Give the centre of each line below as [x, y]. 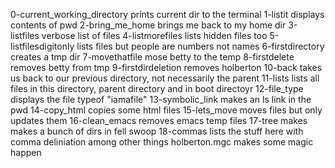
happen [26, 152]
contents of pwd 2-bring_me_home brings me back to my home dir [148, 25]
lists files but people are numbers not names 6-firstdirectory [200, 46]
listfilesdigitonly [42, 46]
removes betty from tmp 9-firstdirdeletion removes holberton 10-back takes [166, 67]
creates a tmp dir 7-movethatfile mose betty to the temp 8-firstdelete [152, 57]
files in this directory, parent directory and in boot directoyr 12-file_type [157, 88]
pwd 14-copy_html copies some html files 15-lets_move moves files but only [166, 110]
